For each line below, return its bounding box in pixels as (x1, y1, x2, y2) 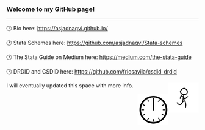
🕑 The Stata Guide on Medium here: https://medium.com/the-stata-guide (6, 53, 192, 61)
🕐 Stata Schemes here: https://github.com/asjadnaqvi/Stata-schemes (6, 39, 183, 47)
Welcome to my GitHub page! (6, 5, 95, 13)
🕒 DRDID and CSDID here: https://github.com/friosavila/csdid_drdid (6, 68, 177, 75)
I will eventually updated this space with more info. (6, 82, 134, 89)
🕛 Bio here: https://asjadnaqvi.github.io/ (6, 25, 108, 32)
